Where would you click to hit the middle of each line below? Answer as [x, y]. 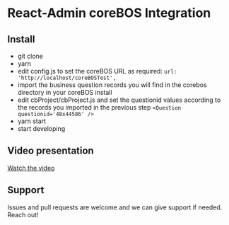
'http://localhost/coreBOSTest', [67, 78]
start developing [41, 128]
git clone [30, 56]
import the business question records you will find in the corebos [112, 85]
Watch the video [31, 168]
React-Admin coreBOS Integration [109, 13]
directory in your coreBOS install [65, 92]
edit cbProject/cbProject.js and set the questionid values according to [119, 100]
